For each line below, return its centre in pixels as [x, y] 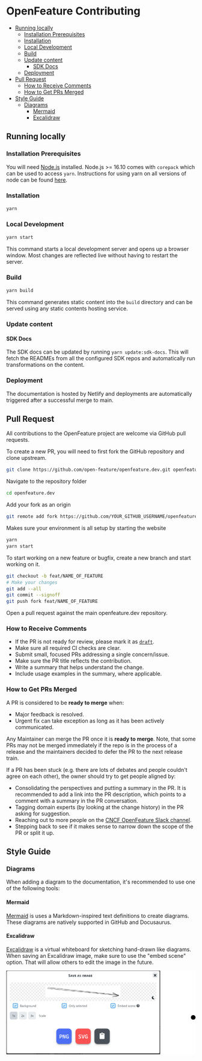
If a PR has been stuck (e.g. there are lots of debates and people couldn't [97, 769]
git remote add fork [32, 517]
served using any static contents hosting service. [67, 308]
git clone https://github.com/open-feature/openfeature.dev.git [88, 470]
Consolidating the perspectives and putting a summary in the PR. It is [100, 788]
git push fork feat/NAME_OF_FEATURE [52, 602]
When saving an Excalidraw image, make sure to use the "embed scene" [96, 955]
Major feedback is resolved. [49, 714]
